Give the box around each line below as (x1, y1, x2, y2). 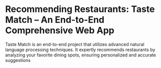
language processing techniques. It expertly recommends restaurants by (5, 46, 155, 52)
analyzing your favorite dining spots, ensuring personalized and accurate (5, 51, 156, 58)
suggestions (5, 57, 31, 63)
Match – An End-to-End (5, 14, 104, 25)
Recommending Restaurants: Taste (5, 3, 155, 15)
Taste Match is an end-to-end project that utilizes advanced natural (5, 41, 144, 47)
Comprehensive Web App (5, 25, 114, 36)
